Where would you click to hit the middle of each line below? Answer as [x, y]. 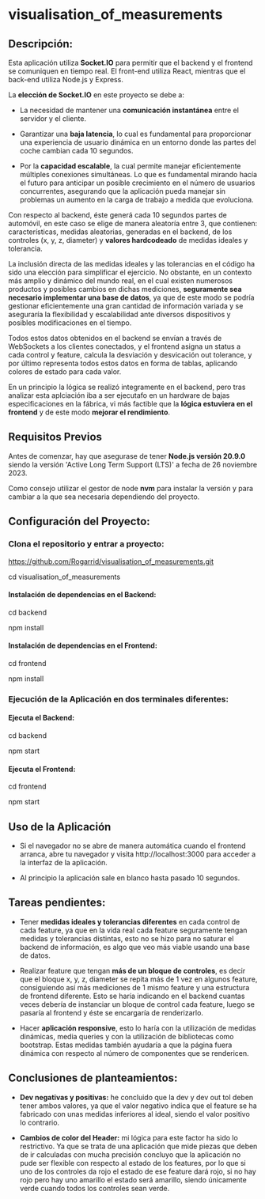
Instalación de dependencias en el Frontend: [83, 645]
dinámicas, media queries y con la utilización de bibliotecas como [127, 1036]
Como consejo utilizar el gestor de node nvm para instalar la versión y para [131, 488]
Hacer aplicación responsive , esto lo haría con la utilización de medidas [138, 1028]
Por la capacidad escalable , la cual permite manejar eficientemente [130, 166]
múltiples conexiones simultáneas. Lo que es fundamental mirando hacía [138, 174]
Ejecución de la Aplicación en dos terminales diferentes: [119, 699]
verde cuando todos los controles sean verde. [95, 1188]
